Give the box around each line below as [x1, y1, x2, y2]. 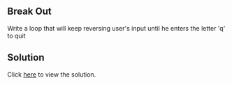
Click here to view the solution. [7, 70, 96, 79]
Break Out [7, 6, 52, 17]
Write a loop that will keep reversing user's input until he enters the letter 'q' [7, 24, 226, 32]
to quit [7, 31, 26, 40]
